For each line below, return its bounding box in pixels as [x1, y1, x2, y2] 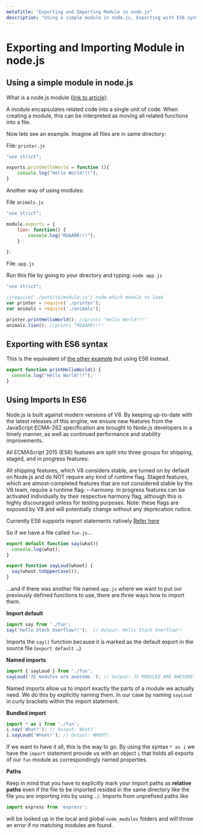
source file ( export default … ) [6, 644, 82, 652]
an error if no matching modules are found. [6, 822, 114, 828]
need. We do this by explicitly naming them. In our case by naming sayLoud [6, 691, 192, 698]
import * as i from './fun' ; [6, 721, 80, 727]
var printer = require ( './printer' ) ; [6, 300, 101, 306]
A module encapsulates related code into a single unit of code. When [6, 106, 178, 113]
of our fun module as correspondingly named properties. [6, 756, 148, 763]
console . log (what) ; [11, 546, 61, 552]
